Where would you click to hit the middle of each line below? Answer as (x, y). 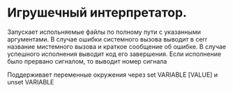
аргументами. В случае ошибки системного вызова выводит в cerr (107, 39)
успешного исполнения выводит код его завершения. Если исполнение (114, 54)
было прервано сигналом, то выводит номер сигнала (87, 61)
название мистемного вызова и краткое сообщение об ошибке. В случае (117, 46)
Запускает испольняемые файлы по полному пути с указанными (104, 32)
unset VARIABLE (31, 82)
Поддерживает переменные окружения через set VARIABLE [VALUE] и (113, 75)
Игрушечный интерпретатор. (97, 13)
